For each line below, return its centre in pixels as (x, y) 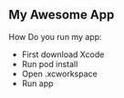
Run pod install (50, 64)
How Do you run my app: (55, 36)
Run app (37, 83)
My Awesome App (62, 15)
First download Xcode (63, 54)
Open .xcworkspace (59, 73)
